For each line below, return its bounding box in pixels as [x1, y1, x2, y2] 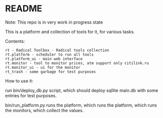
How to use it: [5, 78, 34, 84]
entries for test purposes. [5, 92, 57, 98]
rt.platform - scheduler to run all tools [5, 52, 94, 57]
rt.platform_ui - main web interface [5, 56, 83, 61]
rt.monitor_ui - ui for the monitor [5, 65, 81, 70]
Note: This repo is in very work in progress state [5, 19, 103, 25]
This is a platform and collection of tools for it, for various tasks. [5, 29, 135, 34]
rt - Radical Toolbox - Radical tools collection [5, 48, 110, 53]
